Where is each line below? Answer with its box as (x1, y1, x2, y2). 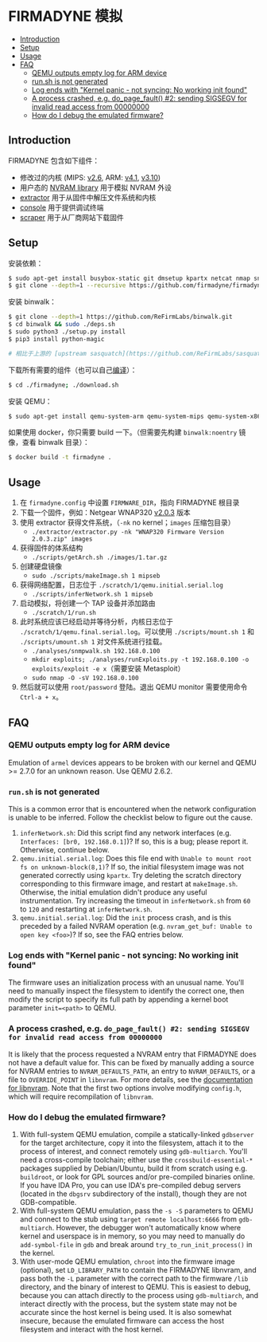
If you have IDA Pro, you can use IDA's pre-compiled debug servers (19, 1181, 241, 1190)
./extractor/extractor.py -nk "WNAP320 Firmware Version (31, 528, 225, 537)
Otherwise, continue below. (19, 845, 110, 855)
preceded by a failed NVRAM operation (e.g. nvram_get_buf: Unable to (19, 922, 253, 931)
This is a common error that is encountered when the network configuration (8, 805, 257, 814)
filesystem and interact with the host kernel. (19, 1324, 164, 1334)
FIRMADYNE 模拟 (8, 7, 123, 26)
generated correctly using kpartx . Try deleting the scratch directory (19, 871, 242, 880)
